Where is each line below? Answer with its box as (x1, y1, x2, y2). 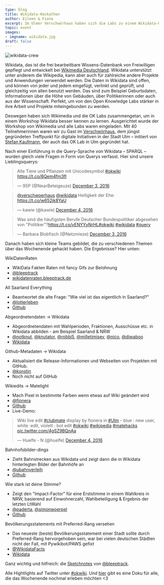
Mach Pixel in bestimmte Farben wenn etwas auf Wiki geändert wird (12, 392, 149, 398)
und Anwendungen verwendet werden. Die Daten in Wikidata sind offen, (5, 77, 150, 83)
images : (5, 30, 21, 35)
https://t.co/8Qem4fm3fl (17, 173, 67, 179)
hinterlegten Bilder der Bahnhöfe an (12, 461, 84, 467)
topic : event (5, 25, 32, 30)
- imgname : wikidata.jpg (5, 35, 56, 40)
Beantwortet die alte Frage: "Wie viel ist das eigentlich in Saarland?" (12, 294, 149, 300)
